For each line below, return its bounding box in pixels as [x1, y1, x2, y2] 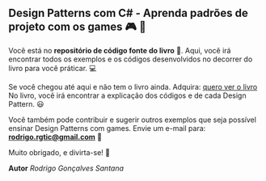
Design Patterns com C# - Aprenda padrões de [8, 6, 248, 20]
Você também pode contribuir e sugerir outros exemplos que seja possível [8, 115, 257, 124]
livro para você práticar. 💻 [8, 63, 97, 73]
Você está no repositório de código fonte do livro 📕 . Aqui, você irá [8, 45, 231, 55]
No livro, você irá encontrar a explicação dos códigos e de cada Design [8, 90, 247, 100]
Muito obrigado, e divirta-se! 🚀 [8, 147, 111, 157]
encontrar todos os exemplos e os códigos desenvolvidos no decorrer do [8, 54, 253, 64]
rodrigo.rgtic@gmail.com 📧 [8, 132, 103, 141]
